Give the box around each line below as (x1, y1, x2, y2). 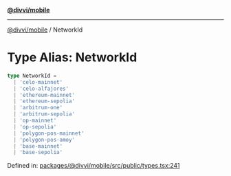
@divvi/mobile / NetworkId (7, 25, 83, 34)
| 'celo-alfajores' (13, 85, 69, 92)
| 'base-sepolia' (13, 149, 63, 156)
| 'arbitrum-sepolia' (13, 111, 76, 118)
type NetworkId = (7, 72, 57, 79)
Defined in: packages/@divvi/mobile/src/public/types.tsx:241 (7, 162, 180, 170)
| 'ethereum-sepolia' (13, 98, 76, 105)
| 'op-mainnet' (13, 117, 57, 124)
